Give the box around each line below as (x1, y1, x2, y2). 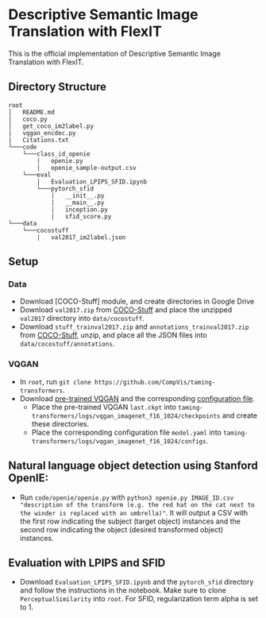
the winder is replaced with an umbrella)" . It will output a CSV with (19, 508, 249, 517)
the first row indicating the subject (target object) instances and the (19, 516, 241, 526)
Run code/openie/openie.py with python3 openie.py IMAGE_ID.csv (19, 492, 234, 502)
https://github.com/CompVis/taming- (94, 378, 216, 386)
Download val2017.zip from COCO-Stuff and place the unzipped (19, 305, 233, 315)
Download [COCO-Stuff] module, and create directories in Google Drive (19, 296, 255, 307)
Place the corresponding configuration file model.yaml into (31, 427, 222, 437)
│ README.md (8, 108, 56, 116)
